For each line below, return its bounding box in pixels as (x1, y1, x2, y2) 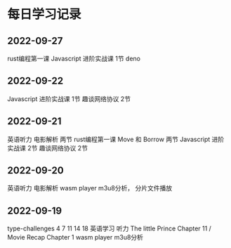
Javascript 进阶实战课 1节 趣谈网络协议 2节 (7, 94, 131, 103)
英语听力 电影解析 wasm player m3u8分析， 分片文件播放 (7, 184, 173, 192)
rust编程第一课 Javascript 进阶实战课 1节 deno (7, 54, 141, 63)
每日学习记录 (7, 6, 82, 22)
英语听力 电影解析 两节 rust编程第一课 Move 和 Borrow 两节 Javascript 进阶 (7, 135, 225, 143)
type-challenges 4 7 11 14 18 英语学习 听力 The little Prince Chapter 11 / (7, 224, 212, 233)
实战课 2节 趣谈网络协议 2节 (7, 143, 88, 152)
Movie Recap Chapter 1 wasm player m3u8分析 (7, 233, 144, 242)
